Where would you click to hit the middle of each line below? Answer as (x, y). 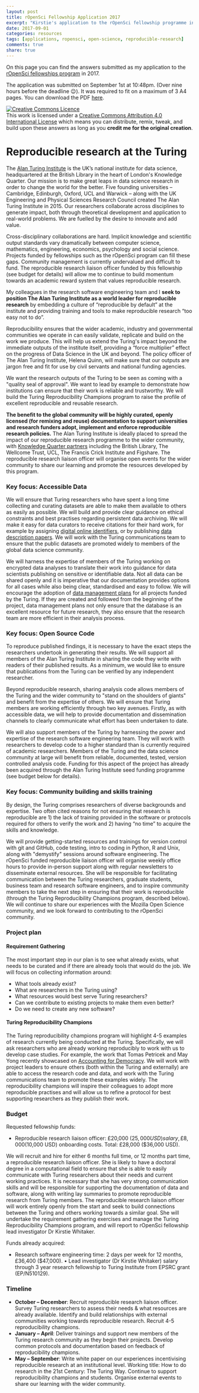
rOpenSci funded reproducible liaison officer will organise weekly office (94, 860)
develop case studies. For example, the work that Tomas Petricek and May (97, 1054)
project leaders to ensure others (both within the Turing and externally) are (97, 1067)
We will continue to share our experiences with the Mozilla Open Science (95, 904)
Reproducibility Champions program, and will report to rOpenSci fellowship (97, 1225)
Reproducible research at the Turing (97, 151)
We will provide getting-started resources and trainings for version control (97, 841)
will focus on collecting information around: (59, 972)
